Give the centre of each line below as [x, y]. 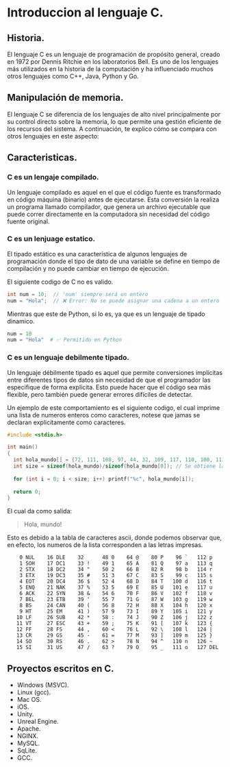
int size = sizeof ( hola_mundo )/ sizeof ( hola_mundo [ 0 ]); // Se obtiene [114, 466]
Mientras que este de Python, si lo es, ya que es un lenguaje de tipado [106, 314]
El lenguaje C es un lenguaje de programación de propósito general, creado [114, 54]
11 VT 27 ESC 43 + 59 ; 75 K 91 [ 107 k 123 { [114, 624]
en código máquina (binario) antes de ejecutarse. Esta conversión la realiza [113, 199]
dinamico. [21, 321]
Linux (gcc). [34, 692]
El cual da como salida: [40, 511]
